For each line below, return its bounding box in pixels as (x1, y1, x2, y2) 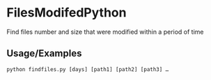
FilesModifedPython (6, 5, 127, 21)
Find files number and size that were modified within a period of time (6, 28, 204, 36)
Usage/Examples (6, 48, 82, 59)
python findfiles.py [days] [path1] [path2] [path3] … (6, 66, 169, 73)
